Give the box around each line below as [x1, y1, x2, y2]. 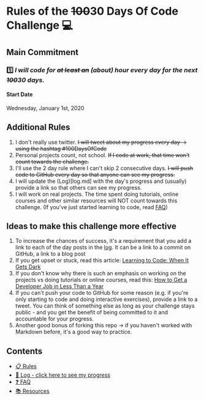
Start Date [6, 91, 33, 98]
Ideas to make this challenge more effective [6, 221, 176, 231]
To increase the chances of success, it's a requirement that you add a [15, 237, 192, 245]
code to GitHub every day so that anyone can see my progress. [15, 171, 175, 178]
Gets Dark [15, 263, 41, 270]
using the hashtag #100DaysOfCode [15, 145, 107, 152]
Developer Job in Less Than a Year [15, 283, 104, 290]
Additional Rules [6, 122, 70, 133]
